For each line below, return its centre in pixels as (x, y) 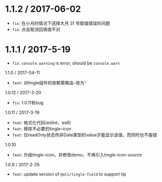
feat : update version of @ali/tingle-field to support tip (69, 174)
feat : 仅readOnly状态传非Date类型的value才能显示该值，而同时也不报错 (84, 135)
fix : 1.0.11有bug (28, 103)
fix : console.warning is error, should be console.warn (66, 63)
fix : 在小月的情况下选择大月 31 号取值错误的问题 (61, 23)
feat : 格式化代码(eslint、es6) (41, 122)
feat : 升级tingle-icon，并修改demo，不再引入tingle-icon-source (77, 155)
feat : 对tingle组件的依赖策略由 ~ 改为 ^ (49, 82)
